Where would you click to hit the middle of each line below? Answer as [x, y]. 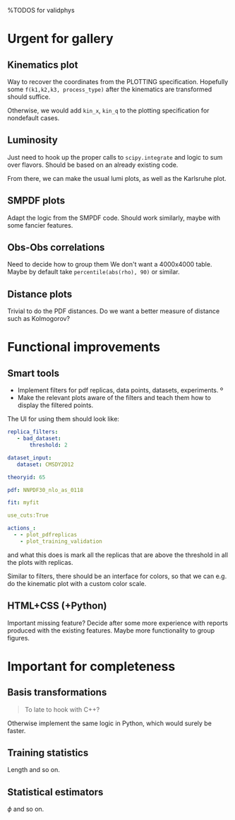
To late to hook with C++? [62, 709]
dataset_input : [30, 458]
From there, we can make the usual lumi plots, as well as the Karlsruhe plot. [117, 178]
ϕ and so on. [26, 809]
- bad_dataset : [39, 439]
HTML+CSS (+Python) [57, 606]
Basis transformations [57, 692]
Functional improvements [84, 347]
